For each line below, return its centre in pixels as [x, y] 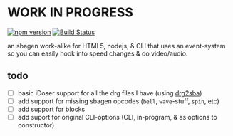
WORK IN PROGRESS [71, 12]
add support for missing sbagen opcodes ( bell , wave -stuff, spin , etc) [118, 101]
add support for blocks [51, 109]
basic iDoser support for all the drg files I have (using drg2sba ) [110, 93]
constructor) [36, 125]
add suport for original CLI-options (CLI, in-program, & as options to [117, 117]
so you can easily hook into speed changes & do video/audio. [98, 53]
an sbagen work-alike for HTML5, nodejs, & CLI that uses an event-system [116, 46]
